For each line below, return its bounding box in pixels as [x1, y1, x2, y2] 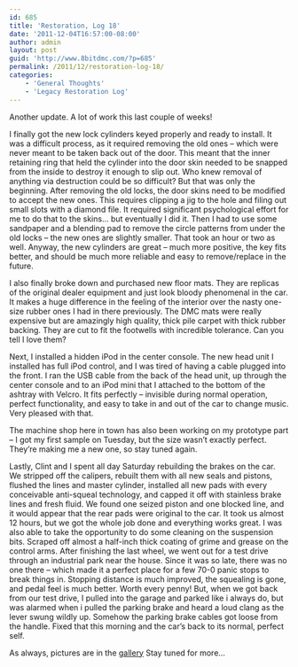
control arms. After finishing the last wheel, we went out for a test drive [9, 546, 269, 556]
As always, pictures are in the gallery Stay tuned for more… [9, 648, 226, 658]
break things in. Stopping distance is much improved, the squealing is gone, [9, 573, 286, 585]
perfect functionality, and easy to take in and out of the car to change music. [9, 398, 289, 408]
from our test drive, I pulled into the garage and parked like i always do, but [9, 593, 284, 603]
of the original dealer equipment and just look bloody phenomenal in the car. [9, 287, 288, 298]
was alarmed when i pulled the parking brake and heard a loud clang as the [9, 601, 285, 612]
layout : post [9, 46, 58, 55]
